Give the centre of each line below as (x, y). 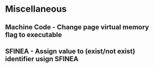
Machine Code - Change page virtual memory (77, 27)
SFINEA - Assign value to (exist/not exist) (70, 51)
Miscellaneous (36, 9)
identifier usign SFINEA (42, 59)
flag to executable (34, 34)
